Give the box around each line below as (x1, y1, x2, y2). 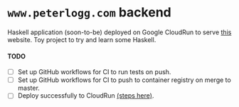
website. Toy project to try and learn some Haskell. (7, 35, 156, 44)
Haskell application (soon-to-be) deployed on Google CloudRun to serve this (7, 28, 232, 36)
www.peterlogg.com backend (7, 4, 172, 21)
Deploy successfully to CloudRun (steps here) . (17, 91, 154, 100)
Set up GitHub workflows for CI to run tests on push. (17, 68, 171, 76)
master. (17, 83, 41, 93)
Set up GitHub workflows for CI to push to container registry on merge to (17, 76, 231, 84)
